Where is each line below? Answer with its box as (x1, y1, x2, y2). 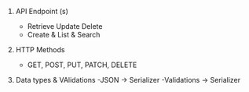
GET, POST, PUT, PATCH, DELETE (27, 60, 137, 69)
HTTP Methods (15, 45, 65, 54)
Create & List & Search (27, 30, 101, 39)
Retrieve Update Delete (27, 22, 103, 30)
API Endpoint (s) (15, 7, 69, 16)
